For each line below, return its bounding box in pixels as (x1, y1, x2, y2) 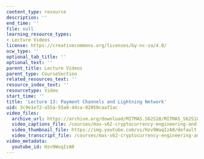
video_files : (6, 110, 39, 116)
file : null (6, 25, 34, 32)
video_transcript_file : (12, 132, 72, 139)
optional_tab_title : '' (6, 54, 67, 60)
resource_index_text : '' (6, 82, 69, 88)
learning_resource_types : (6, 31, 72, 37)
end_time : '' (6, 20, 39, 26)
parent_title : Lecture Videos (6, 65, 83, 71)
